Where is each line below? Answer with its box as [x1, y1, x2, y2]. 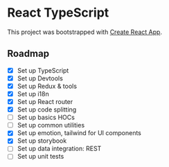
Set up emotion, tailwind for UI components [17, 129, 142, 137]
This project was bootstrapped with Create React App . [7, 28, 163, 36]
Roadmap [7, 48, 50, 60]
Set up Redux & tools [17, 82, 78, 90]
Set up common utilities [17, 121, 85, 130]
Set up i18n [17, 89, 50, 98]
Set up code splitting [17, 105, 77, 114]
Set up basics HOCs [17, 113, 75, 122]
